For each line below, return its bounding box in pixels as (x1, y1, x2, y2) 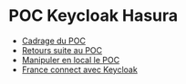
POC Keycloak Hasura (8, 5, 179, 26)
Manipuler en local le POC (21, 54, 120, 65)
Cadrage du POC (21, 35, 86, 46)
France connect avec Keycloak (21, 64, 138, 75)
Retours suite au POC (21, 44, 103, 55)
